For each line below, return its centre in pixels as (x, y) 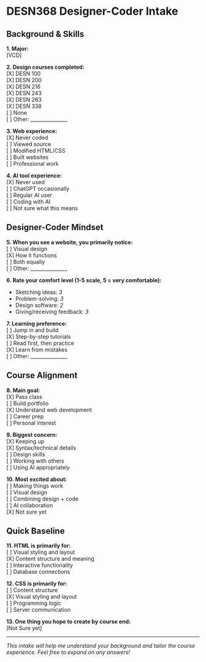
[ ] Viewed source (29, 144)
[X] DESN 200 (24, 80)
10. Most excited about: (37, 479)
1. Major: (17, 48)
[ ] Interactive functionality (40, 565)
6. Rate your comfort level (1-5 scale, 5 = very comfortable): (84, 280)
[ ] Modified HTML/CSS (36, 151)
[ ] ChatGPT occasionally (38, 189)
